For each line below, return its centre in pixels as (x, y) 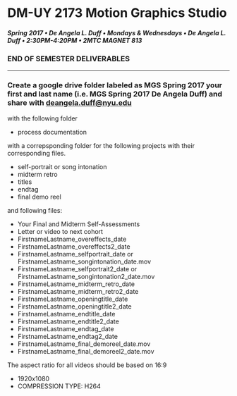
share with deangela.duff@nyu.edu (69, 103)
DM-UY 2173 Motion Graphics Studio (117, 13)
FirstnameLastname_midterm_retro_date (76, 284)
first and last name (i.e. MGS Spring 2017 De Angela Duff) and (115, 94)
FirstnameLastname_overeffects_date (72, 239)
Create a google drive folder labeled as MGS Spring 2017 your (115, 85)
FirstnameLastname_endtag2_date (68, 336)
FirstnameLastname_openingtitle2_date (74, 306)
